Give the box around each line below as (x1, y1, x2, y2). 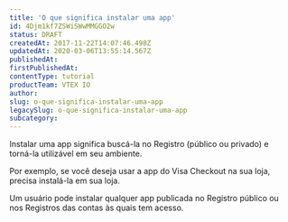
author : (9, 88, 39, 97)
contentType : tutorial (9, 72, 95, 81)
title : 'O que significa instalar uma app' (9, 13, 176, 23)
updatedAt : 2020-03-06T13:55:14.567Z (9, 47, 152, 56)
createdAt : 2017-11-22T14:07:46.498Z (9, 38, 152, 48)
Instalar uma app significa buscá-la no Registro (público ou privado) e (9, 139, 269, 150)
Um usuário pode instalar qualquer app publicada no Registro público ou (9, 193, 280, 204)
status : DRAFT (9, 30, 63, 39)
